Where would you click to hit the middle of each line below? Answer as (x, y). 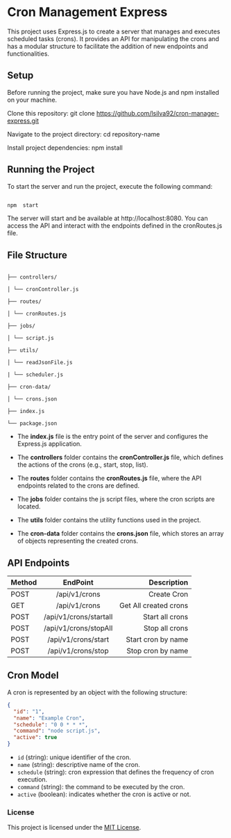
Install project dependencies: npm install (65, 148)
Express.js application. (49, 444)
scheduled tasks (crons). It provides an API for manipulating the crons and (113, 38)
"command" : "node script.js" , (57, 731)
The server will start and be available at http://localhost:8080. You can (108, 218)
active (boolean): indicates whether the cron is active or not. (104, 794)
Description (169, 582)
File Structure (37, 255)
